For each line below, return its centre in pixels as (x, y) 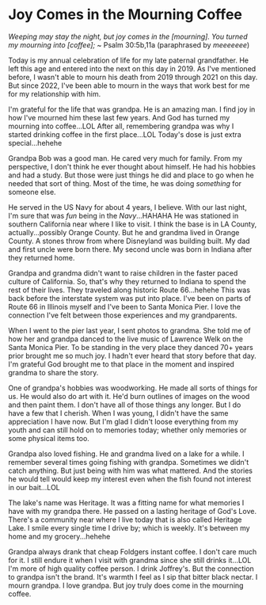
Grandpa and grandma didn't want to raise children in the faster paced (123, 273)
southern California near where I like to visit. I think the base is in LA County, (133, 224)
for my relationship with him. (55, 93)
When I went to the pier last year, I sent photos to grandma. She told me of (129, 330)
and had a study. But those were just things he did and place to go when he (131, 175)
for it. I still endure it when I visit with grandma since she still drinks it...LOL (130, 560)
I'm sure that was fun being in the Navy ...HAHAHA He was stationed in (123, 215)
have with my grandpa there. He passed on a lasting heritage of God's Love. (133, 511)
